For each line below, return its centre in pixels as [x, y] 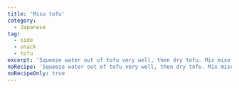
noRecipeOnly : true [36, 73]
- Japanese [30, 27]
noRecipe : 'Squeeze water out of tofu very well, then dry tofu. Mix [113, 67]
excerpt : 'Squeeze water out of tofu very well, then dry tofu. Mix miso [119, 60]
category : [22, 21]
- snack [25, 47]
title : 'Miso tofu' [36, 14]
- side [23, 40]
